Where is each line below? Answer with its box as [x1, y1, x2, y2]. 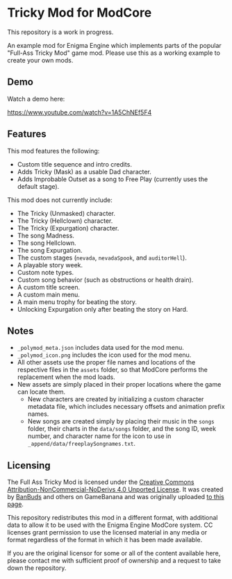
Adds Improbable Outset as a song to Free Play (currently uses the [17, 175, 208, 183]
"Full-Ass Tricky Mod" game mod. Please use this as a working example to [7, 49, 221, 57]
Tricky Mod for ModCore [7, 5, 152, 21]
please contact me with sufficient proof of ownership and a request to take [7, 557, 221, 565]
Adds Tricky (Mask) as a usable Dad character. [17, 167, 151, 176]
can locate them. [17, 387, 66, 396]
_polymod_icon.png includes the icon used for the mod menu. [17, 351, 192, 359]
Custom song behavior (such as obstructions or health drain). [17, 276, 194, 284]
